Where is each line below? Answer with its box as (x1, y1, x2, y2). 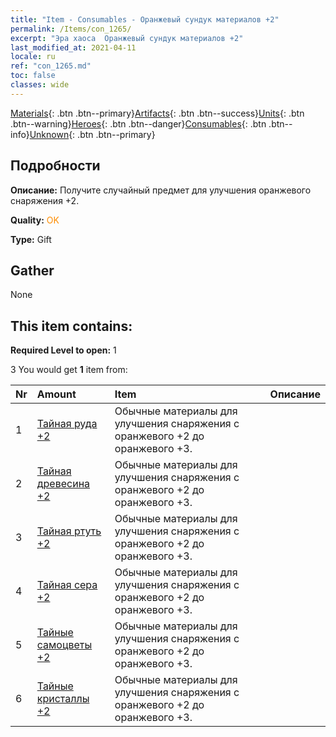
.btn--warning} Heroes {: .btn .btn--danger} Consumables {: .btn (10, 117, 267, 130)
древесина (36, 477, 91, 491)
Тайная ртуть (36, 524, 102, 538)
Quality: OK (10, 214, 60, 226)
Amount (36, 387, 77, 401)
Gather (10, 262, 55, 279)
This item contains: (10, 317, 133, 335)
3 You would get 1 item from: (10, 364, 128, 376)
